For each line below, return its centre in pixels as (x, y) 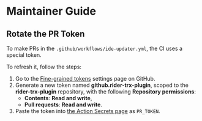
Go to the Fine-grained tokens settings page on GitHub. (85, 79)
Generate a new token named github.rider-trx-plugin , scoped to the (102, 85)
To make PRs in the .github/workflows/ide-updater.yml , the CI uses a (94, 48)
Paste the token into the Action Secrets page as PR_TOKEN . (88, 111)
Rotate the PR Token (46, 34)
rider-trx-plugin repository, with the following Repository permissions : (105, 92)
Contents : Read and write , (58, 98)
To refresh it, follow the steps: (44, 67)
